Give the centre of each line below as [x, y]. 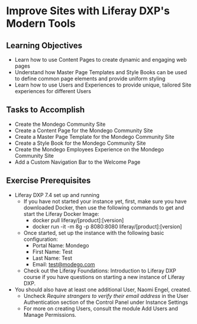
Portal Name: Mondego [61, 245]
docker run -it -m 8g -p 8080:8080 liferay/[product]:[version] [107, 226]
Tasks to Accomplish [46, 110]
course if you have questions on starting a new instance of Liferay [104, 277]
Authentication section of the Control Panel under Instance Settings [106, 302]
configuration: [41, 239]
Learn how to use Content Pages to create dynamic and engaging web [101, 60]
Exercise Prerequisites [49, 181]
